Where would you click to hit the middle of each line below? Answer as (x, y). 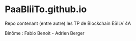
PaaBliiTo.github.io (46, 9)
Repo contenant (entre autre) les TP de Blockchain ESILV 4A (68, 23)
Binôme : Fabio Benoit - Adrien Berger (45, 33)
